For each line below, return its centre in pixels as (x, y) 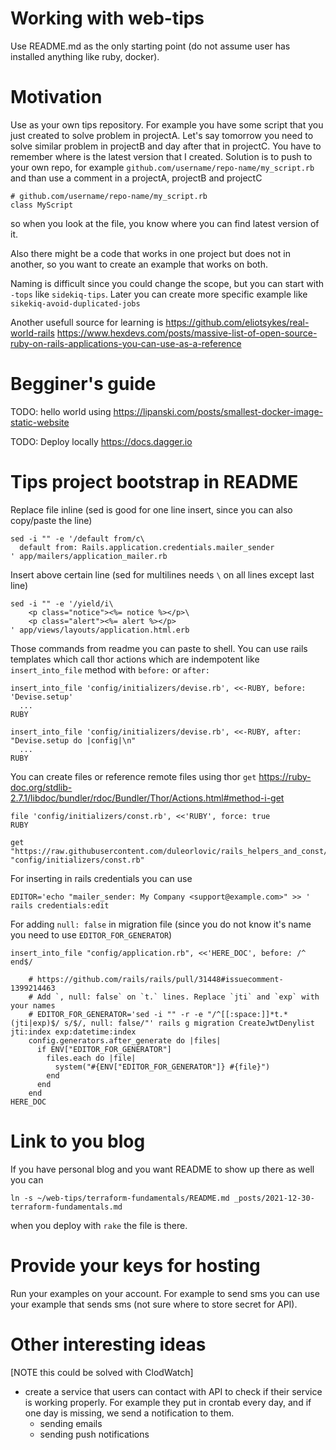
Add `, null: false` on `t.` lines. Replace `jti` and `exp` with (178, 997)
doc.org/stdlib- (41, 787)
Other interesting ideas (108, 1344)
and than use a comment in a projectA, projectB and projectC (136, 178)
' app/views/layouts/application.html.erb (100, 630)
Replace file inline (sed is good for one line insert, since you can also (151, 509)
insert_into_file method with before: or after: (110, 669)
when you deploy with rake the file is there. (99, 1225)
